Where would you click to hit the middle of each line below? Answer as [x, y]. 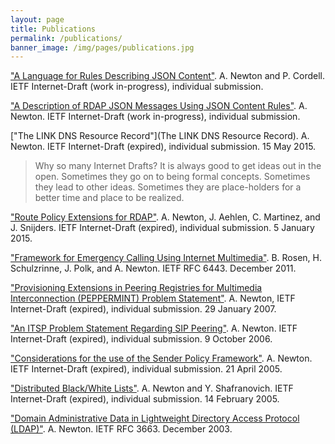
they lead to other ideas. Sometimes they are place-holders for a [168, 187]
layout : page [37, 19]
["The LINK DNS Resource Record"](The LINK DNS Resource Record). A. [160, 136]
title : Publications [53, 29]
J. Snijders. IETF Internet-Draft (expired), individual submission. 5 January [162, 228]
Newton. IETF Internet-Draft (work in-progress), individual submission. [155, 117]
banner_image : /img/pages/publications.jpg [102, 47]
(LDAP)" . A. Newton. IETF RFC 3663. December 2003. [121, 429]
